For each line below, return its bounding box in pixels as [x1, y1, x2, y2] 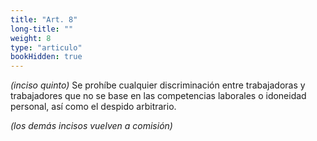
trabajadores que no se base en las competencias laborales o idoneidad [10, 90, 307, 102]
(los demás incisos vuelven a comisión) [10, 120, 173, 132]
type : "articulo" [10, 42, 83, 53]
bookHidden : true [10, 52, 83, 62]
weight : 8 [10, 33, 52, 43]
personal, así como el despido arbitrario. [10, 101, 177, 113]
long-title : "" [10, 24, 74, 34]
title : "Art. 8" [10, 14, 78, 25]
